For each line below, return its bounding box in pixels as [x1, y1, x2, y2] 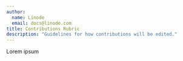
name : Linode [12, 14, 45, 21]
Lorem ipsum [6, 48, 39, 55]
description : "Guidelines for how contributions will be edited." [6, 31, 178, 37]
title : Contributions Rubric [6, 25, 80, 32]
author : [6, 8, 26, 15]
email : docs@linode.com [12, 20, 72, 26]
